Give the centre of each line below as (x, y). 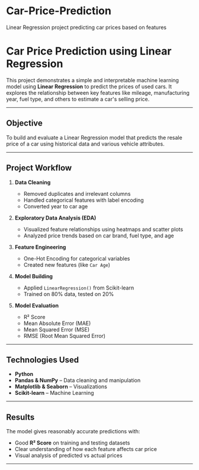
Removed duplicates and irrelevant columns (77, 194)
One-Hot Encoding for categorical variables (77, 258)
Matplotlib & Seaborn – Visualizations (61, 387)
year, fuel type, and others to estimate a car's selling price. (78, 99)
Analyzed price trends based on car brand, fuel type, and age (99, 236)
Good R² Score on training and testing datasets (72, 443)
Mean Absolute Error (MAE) (57, 323)
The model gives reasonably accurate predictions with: (73, 432)
